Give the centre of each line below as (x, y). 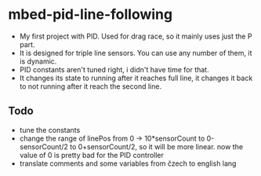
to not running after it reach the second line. (91, 86)
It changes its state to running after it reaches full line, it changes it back (136, 78)
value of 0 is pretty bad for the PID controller (92, 155)
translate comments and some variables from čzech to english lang (128, 163)
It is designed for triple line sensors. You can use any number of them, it (136, 53)
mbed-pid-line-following (91, 15)
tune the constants (50, 130)
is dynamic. (38, 61)
